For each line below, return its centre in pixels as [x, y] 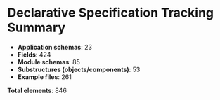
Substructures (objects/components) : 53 [79, 69]
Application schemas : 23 [55, 47]
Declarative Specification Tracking [111, 13]
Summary [36, 28]
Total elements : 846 [37, 90]
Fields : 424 [34, 55]
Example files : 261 [44, 77]
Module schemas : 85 [49, 62]
